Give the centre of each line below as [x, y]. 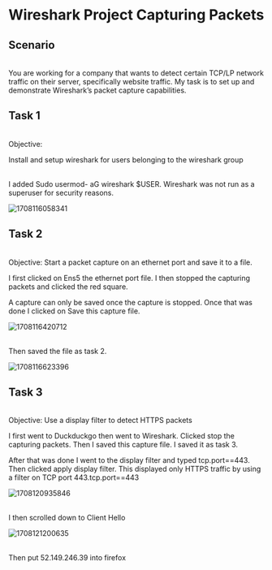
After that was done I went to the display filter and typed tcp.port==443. [129, 460]
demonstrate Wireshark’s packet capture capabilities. [97, 90]
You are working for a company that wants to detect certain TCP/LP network [136, 73]
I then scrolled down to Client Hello [67, 518]
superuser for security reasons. [61, 192]
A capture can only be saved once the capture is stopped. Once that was [131, 302]
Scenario [32, 45]
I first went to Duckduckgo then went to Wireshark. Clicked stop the [122, 436]
